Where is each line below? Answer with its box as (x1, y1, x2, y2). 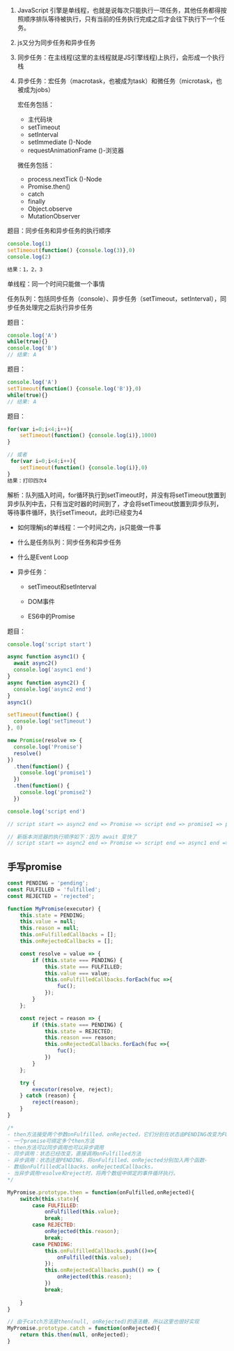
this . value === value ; (44, 970, 111, 977)
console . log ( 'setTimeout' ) (13, 718, 92, 725)
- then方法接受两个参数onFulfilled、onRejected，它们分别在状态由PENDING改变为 (7, 1130, 223, 1138)
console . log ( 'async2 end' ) (13, 686, 92, 693)
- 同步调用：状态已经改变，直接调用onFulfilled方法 (7, 1151, 141, 1158)
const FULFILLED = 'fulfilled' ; (7, 886, 101, 893)
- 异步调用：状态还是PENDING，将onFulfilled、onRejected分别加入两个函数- (7, 1157, 208, 1164)
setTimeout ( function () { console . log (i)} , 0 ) (19, 464, 148, 471)
